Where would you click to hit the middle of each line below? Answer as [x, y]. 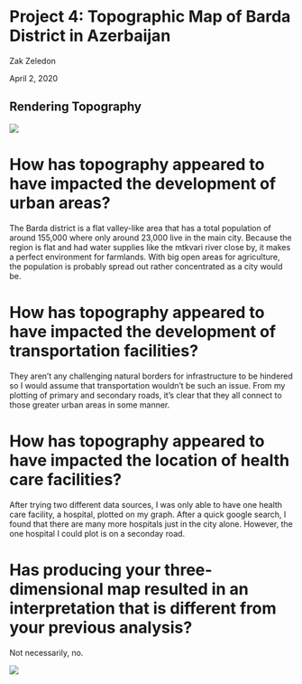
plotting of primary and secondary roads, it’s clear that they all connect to [146, 395]
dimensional [56, 589]
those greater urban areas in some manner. [90, 405]
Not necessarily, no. [46, 652]
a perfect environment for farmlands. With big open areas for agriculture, [145, 257]
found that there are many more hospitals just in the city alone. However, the [151, 524]
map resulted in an [178, 589]
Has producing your [85, 570]
